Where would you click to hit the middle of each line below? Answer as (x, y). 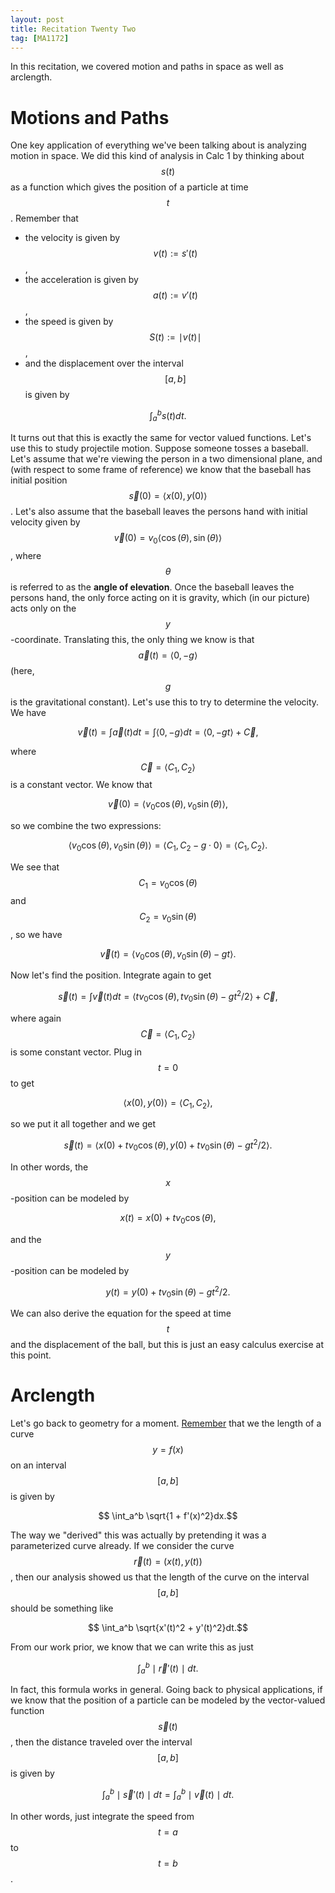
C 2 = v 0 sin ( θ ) (168, 917)
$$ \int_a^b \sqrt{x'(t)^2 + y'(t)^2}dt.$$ (168, 1628)
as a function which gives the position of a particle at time (129, 187)
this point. (31, 1355)
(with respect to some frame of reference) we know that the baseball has (161, 469)
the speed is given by (69, 322)
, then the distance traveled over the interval (101, 1742)
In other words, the (49, 1167)
